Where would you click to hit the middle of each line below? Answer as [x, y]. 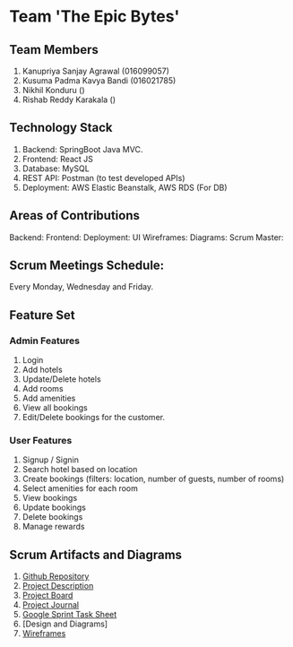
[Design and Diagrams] [65, 624]
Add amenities [49, 398]
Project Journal [50, 605]
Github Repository [56, 576]
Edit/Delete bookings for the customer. [94, 418]
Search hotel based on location [80, 470]
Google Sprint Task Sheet [69, 615]
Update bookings [54, 507]
